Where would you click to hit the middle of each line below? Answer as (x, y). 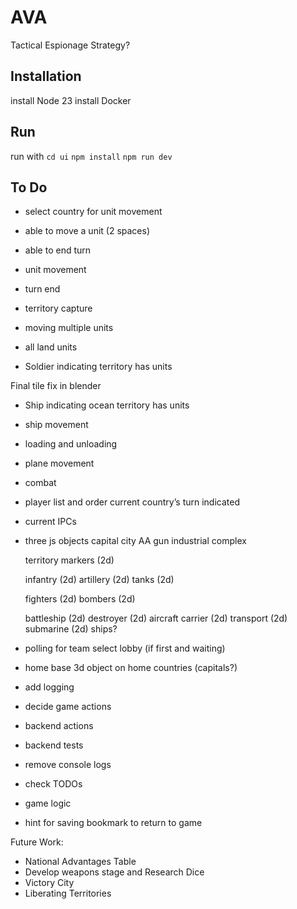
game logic (48, 803)
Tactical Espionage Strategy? (70, 45)
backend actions (59, 726)
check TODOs (53, 784)
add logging (49, 687)
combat (40, 483)
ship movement (56, 425)
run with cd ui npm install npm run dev (91, 156)
